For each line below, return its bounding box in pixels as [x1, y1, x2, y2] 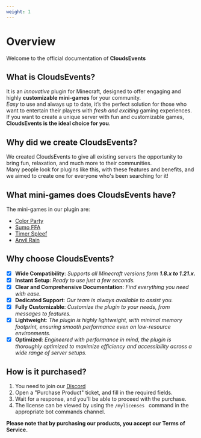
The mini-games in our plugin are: [6, 205, 90, 213]
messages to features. [14, 310, 71, 317]
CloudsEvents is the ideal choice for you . [6, 120, 111, 127]
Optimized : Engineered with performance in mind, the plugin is [14, 336, 172, 343]
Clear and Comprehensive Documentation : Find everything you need [14, 283, 189, 290]
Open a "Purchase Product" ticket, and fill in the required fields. [14, 389, 173, 397]
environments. [14, 330, 51, 337]
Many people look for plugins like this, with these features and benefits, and [6, 166, 194, 173]
